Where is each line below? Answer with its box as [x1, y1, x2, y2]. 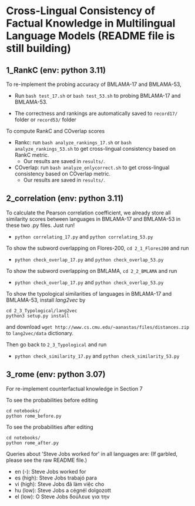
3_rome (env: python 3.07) [6, 369, 106, 379]
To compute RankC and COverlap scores [6, 128, 105, 134]
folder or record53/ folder [14, 116, 76, 123]
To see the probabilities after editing [6, 423, 93, 431]
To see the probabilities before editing [6, 396, 98, 404]
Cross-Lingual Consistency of [6, 4, 156, 18]
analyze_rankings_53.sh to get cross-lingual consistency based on [14, 145, 176, 152]
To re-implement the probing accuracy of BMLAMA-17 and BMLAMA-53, [6, 81, 182, 88]
